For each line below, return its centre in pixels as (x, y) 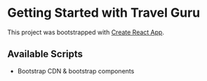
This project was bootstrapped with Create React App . (86, 32)
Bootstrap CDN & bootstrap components (76, 71)
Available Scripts (45, 54)
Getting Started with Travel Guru (104, 13)
